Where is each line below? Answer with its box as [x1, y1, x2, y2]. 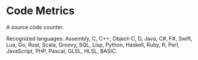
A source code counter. [6, 24, 64, 31]
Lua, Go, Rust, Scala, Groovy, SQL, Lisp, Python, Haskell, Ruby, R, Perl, [6, 41, 180, 48]
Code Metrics [6, 4, 75, 18]
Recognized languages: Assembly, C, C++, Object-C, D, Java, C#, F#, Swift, [6, 35, 193, 42]
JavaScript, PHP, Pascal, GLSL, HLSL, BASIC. [6, 47, 117, 54]
